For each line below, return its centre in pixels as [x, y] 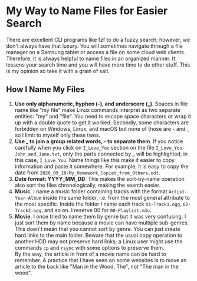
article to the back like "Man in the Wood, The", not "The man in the [96, 266]
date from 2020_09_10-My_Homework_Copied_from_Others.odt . [87, 173]
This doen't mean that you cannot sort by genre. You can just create [98, 229]
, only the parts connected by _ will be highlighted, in [124, 154]
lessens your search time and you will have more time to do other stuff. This [98, 65]
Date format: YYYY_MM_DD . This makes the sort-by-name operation [99, 178]
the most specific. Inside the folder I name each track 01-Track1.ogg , [98, 204]
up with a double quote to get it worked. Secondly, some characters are [101, 123]
